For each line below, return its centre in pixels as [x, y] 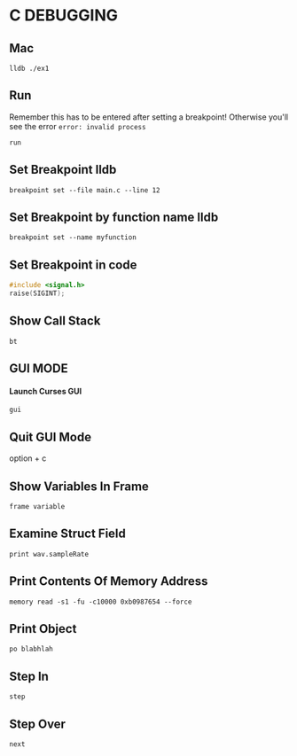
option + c [28, 458]
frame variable [37, 507]
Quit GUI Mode [50, 436]
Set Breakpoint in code [73, 265]
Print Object [43, 629]
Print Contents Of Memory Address [109, 581]
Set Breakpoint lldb [63, 170]
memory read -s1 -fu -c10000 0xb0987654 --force [101, 602]
